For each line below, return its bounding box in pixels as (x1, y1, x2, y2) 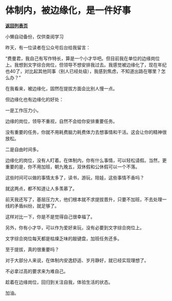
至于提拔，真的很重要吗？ (5, 246, 59, 252)
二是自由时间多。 (5, 146, 41, 152)
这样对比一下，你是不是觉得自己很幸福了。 (5, 213, 95, 219)
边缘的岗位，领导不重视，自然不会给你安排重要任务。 (5, 118, 118, 124)
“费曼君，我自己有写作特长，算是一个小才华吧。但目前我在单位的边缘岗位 (5, 55, 160, 62)
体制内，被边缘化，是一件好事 (5, 5, 132, 16)
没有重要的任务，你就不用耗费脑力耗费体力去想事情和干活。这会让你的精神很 (5, 129, 167, 135)
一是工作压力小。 (5, 107, 41, 113)
